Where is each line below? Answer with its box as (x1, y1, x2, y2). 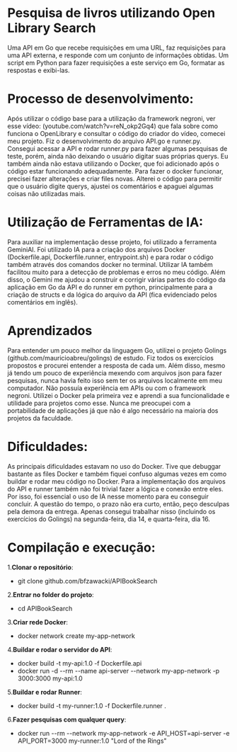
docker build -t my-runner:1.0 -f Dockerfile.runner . (17, 701, 166, 710)
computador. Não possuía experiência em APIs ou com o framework (7, 384, 207, 392)
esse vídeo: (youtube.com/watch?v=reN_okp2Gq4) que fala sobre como (7, 122, 218, 130)
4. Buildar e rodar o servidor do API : (7, 645, 112, 654)
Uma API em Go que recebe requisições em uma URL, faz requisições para (7, 43, 226, 52)
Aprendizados (7, 323, 93, 338)
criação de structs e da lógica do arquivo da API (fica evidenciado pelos (7, 290, 217, 299)
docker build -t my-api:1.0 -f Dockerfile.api (17, 659, 142, 667)
